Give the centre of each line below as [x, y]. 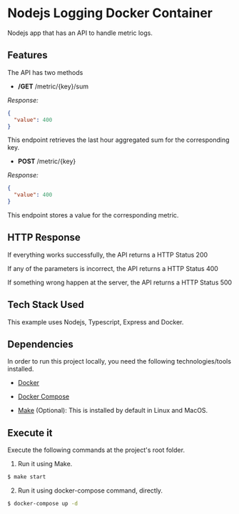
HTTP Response [44, 238]
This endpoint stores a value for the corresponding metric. [93, 215]
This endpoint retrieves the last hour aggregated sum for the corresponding [118, 140]
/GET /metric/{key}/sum [53, 86]
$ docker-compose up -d [43, 504]
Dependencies [40, 345]
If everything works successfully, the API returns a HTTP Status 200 [108, 255]
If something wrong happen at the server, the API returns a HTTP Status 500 [120, 282]
